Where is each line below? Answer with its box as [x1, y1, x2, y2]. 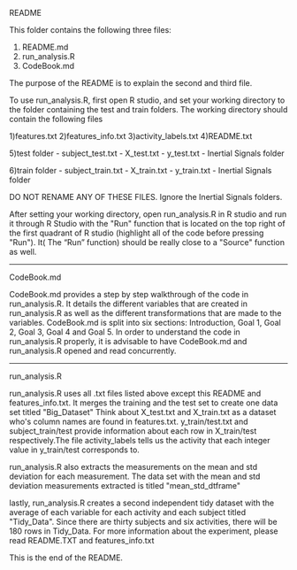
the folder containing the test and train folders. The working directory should [9, 104, 288, 114]
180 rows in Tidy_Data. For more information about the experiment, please [9, 526, 278, 536]
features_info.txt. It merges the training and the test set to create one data [9, 397, 278, 408]
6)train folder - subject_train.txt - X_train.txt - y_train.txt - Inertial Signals [9, 166, 272, 175]
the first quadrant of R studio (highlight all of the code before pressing [9, 227, 264, 238]
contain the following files [9, 114, 103, 124]
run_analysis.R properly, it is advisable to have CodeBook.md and [9, 336, 247, 346]
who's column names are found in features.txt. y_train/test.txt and [9, 416, 249, 427]
